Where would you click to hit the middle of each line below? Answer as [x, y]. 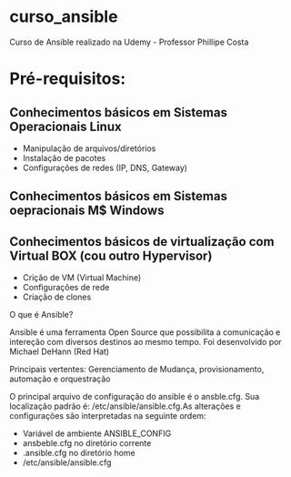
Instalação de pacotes [64, 157]
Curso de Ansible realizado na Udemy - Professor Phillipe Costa [129, 42]
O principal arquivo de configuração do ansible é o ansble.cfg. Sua [135, 397]
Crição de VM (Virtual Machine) [82, 278]
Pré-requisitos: [68, 79]
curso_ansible [64, 17]
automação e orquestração [60, 379]
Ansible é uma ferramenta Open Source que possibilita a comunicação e [145, 332]
